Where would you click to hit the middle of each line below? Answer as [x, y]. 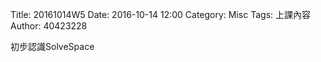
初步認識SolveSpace [52, 46]
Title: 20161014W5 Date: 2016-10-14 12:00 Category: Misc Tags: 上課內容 [160, 14]
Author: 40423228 [49, 26]
